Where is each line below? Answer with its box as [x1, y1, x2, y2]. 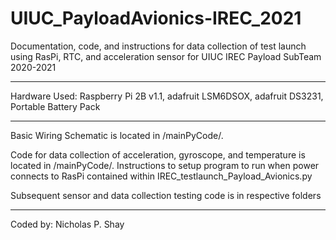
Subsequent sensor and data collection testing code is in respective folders [10, 189, 322, 201]
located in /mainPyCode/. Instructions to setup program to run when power [10, 159, 320, 171]
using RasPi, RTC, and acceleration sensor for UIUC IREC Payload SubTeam [10, 50, 322, 62]
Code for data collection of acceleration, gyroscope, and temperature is [10, 148, 306, 161]
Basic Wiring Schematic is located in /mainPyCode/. [10, 129, 224, 141]
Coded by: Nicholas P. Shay [10, 218, 125, 230]
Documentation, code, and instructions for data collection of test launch [10, 40, 307, 52]
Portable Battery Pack [10, 100, 101, 112]
